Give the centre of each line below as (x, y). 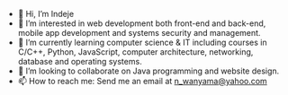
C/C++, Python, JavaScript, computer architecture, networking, (135, 52)
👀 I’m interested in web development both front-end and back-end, (142, 23)
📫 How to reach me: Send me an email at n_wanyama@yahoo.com (142, 81)
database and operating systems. (80, 61)
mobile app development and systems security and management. (139, 33)
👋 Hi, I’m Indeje (46, 14)
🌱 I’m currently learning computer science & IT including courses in (142, 42)
